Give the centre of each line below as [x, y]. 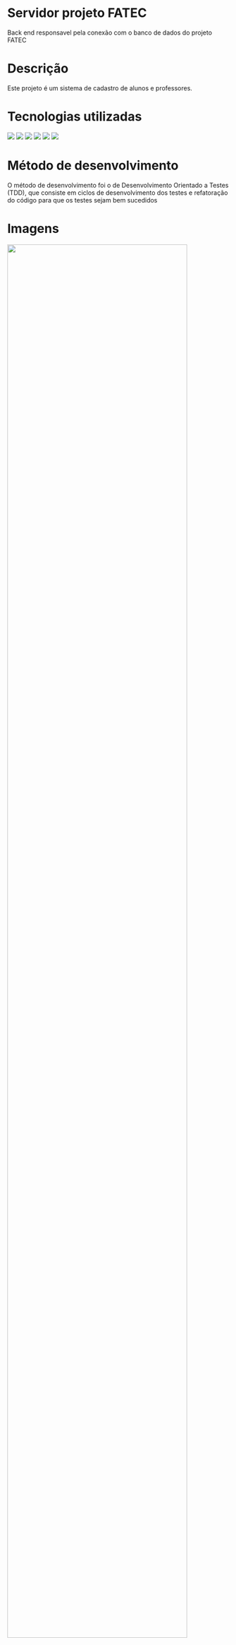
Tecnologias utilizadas [75, 117]
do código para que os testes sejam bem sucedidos [82, 200]
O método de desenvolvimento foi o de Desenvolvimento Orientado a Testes [118, 185]
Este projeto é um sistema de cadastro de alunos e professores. [100, 88]
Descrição [38, 69]
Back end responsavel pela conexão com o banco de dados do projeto [110, 32]
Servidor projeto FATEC [77, 13]
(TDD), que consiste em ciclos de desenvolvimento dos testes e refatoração [118, 193]
